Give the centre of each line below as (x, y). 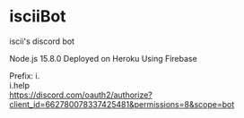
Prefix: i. (25, 76)
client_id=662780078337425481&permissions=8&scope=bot (122, 104)
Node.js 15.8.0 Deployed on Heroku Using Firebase (103, 58)
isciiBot (38, 17)
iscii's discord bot (42, 41)
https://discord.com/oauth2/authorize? (81, 95)
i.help (19, 85)
